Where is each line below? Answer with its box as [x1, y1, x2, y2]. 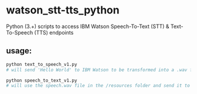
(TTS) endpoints [34, 29, 74, 36]
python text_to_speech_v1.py [6, 61, 77, 67]
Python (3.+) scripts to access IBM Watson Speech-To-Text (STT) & [6, 23, 169, 30]
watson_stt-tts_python [6, 4, 120, 17]
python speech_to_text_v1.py [6, 77, 77, 83]
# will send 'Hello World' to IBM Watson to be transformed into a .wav [6, 67, 188, 73]
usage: [6, 46, 32, 56]
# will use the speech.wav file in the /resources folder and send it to [6, 83, 191, 89]
